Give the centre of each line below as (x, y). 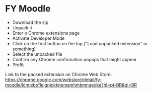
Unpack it (22, 27)
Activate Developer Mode (38, 38)
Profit (18, 65)
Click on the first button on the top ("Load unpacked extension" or (80, 43)
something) (24, 49)
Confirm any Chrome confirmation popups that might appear (74, 59)
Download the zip (30, 22)
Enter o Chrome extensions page (46, 33)
